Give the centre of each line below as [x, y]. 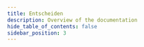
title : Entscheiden [35, 13]
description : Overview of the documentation [72, 20]
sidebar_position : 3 [37, 33]
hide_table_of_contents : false [52, 26]
